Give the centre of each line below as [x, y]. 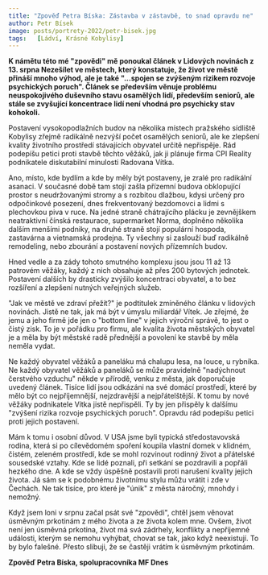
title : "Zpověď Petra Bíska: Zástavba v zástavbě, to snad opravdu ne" [131, 16]
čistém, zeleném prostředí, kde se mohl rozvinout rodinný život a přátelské [132, 454]
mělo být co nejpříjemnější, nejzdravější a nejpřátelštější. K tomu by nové [129, 396]
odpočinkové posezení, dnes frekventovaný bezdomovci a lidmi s [117, 204]
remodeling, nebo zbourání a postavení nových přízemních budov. [118, 246]
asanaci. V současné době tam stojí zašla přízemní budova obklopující [125, 187]
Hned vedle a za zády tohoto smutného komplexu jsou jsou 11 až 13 [120, 262]
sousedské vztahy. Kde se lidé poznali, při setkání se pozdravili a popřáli [128, 463]
